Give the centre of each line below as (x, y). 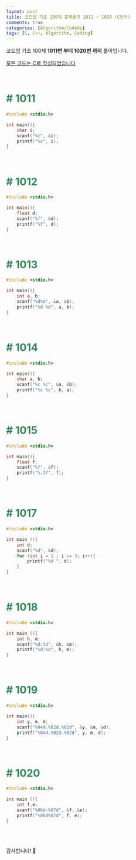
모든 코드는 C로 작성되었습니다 (41, 63)
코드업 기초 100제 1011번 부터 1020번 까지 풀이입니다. (67, 51)
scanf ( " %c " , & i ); (38, 136)
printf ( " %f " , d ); (38, 224)
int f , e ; (27, 805)
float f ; (27, 462)
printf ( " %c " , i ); (38, 141)
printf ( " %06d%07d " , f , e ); (50, 815)
